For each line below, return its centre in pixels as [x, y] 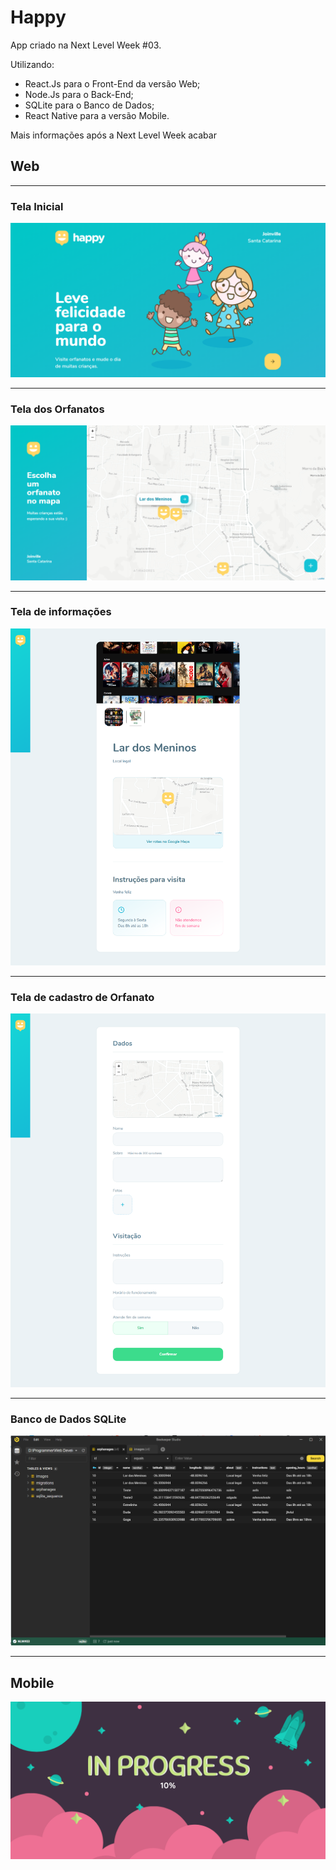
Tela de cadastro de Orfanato [82, 997]
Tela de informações [61, 612]
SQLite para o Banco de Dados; [89, 105]
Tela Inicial [37, 206]
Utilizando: [32, 64]
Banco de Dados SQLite [68, 1419]
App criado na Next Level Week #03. [86, 45]
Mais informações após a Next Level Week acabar [113, 135]
